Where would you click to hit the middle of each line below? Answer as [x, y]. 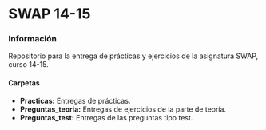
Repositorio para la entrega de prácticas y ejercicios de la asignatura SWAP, [133, 56]
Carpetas [24, 83]
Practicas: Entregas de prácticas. [75, 100]
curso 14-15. [29, 65]
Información [33, 39]
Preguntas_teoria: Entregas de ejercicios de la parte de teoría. [123, 109]
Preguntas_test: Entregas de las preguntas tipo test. [106, 117]
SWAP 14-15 [50, 14]
